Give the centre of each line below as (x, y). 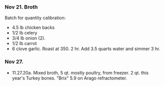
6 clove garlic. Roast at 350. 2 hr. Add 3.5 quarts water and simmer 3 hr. (86, 49)
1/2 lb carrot (24, 43)
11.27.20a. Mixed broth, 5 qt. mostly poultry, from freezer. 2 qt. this (80, 72)
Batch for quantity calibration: (35, 18)
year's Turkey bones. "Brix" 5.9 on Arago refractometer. (69, 78)
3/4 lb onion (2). (28, 38)
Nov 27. (14, 62)
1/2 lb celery (24, 33)
